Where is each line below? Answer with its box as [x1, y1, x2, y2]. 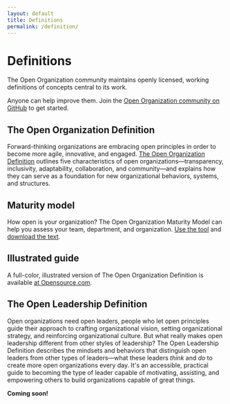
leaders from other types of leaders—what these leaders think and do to [7, 353, 213, 362]
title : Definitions [7, 17, 64, 24]
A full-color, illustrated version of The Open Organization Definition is [7, 271, 204, 279]
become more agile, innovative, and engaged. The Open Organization [7, 150, 206, 158]
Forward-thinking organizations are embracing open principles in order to [7, 143, 216, 151]
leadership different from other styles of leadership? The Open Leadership [7, 339, 219, 347]
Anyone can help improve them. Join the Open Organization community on [7, 96, 220, 105]
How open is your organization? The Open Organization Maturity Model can [7, 218, 222, 226]
